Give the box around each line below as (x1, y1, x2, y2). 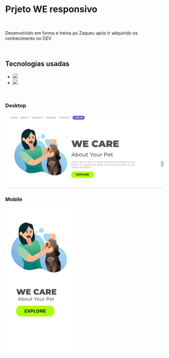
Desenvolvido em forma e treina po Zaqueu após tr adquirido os (5, 30, 138, 36)
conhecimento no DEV (5, 35, 52, 41)
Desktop (5, 102, 27, 109)
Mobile (5, 196, 23, 203)
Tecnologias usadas (5, 59, 69, 68)
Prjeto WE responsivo (5, 4, 98, 15)
